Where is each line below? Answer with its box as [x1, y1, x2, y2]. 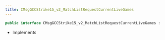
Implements [12, 29, 37, 35]
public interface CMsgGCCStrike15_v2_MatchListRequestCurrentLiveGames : [5, 20, 161, 25]
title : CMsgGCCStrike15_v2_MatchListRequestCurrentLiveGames [5, 7, 134, 12]
